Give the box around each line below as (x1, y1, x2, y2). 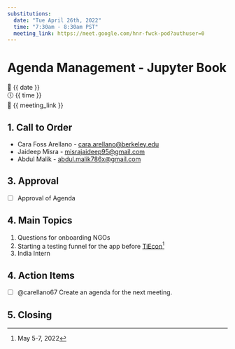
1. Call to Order (7, 121, 73, 133)
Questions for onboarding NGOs (17, 233, 111, 242)
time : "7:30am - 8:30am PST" (13, 23, 99, 30)
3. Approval (7, 175, 59, 187)
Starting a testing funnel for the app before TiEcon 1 (17, 240, 165, 250)
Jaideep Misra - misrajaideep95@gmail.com (17, 148, 145, 156)
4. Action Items (7, 269, 75, 281)
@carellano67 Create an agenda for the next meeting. (17, 288, 173, 296)
